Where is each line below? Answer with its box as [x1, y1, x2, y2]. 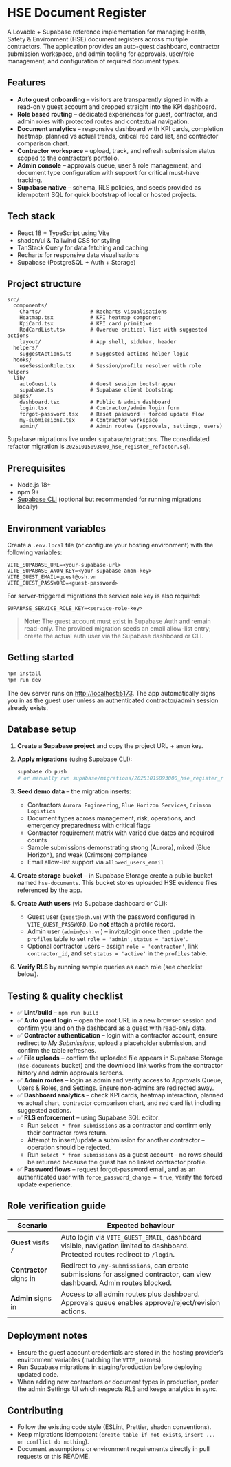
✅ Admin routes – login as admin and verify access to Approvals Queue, [16, 1075, 223, 1084]
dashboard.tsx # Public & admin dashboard [19, 398, 170, 406]
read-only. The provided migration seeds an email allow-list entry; [23, 625, 211, 632]
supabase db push [16, 769, 67, 776]
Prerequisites [7, 462, 66, 474]
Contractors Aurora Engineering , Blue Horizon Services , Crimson [27, 801, 212, 809]
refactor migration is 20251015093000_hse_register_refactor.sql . [7, 443, 191, 451]
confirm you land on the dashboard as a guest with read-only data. [16, 1024, 207, 1032]
